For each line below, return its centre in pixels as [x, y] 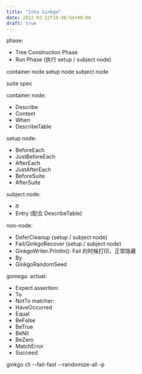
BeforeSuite [30, 176]
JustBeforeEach [35, 157]
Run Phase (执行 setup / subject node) [63, 60]
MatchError [29, 346]
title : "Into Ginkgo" [34, 12]
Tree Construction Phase [46, 52]
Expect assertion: [37, 288]
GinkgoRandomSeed [41, 264]
